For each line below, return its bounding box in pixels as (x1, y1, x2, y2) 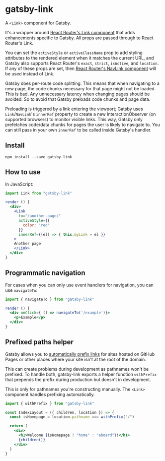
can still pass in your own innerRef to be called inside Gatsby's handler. (5, 127, 152, 132)
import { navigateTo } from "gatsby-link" (5, 297, 94, 302)
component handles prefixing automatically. (5, 391, 95, 397)
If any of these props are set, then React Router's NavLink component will (5, 66, 157, 71)
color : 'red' (23, 222, 50, 228)
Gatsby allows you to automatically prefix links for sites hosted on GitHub (5, 351, 155, 357)
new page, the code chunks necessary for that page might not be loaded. (5, 85, 156, 91)
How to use (5, 168, 41, 177)
